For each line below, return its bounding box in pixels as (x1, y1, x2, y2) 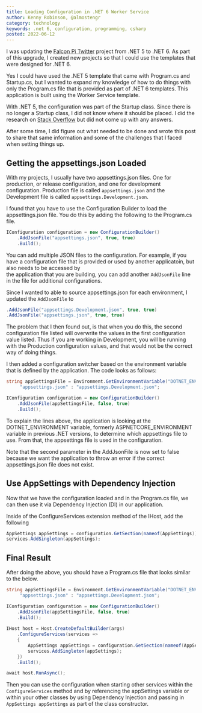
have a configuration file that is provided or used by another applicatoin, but (6, 257, 194, 265)
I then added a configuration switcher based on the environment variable (6, 360, 187, 368)
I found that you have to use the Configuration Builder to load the (6, 204, 167, 212)
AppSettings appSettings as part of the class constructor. (6, 700, 149, 708)
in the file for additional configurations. (6, 277, 102, 284)
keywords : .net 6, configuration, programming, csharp (6, 25, 147, 32)
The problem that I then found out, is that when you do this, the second (6, 323, 182, 330)
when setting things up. (6, 140, 65, 148)
